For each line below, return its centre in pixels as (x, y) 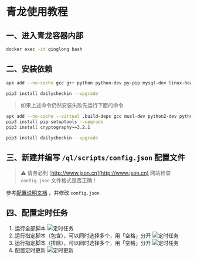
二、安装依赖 (29, 69)
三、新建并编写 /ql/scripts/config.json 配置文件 (96, 158)
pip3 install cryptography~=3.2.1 (48, 127)
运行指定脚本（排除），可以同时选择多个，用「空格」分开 (83, 243)
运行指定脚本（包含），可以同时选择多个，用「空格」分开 (83, 236)
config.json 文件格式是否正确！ (59, 180)
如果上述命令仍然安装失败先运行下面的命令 (72, 105)
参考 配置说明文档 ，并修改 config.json (53, 192)
